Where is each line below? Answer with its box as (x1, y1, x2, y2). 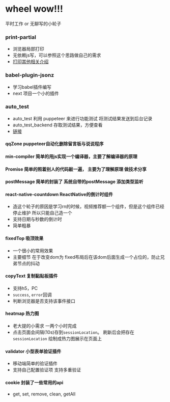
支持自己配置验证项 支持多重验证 (12, 367, 81, 373)
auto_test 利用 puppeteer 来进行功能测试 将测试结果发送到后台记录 (12, 115, 153, 121)
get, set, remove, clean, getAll (12, 391, 76, 397)
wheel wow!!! (5, 3, 64, 15)
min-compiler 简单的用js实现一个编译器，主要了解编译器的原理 (5, 153, 137, 159)
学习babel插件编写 (12, 84, 52, 90)
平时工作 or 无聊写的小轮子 (5, 20, 62, 26)
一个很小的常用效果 (12, 248, 53, 254)
